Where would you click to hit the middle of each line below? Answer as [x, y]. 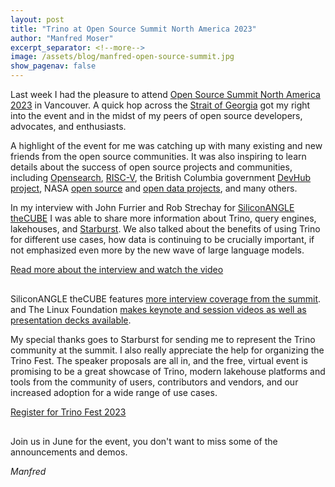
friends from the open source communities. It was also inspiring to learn [158, 156]
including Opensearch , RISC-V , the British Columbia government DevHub [161, 177]
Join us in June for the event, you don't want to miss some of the [144, 441]
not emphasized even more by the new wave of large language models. [157, 250]
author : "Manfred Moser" [62, 38]
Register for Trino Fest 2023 [68, 412]
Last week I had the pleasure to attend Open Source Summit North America [165, 94]
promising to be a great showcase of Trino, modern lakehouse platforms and [168, 371]
